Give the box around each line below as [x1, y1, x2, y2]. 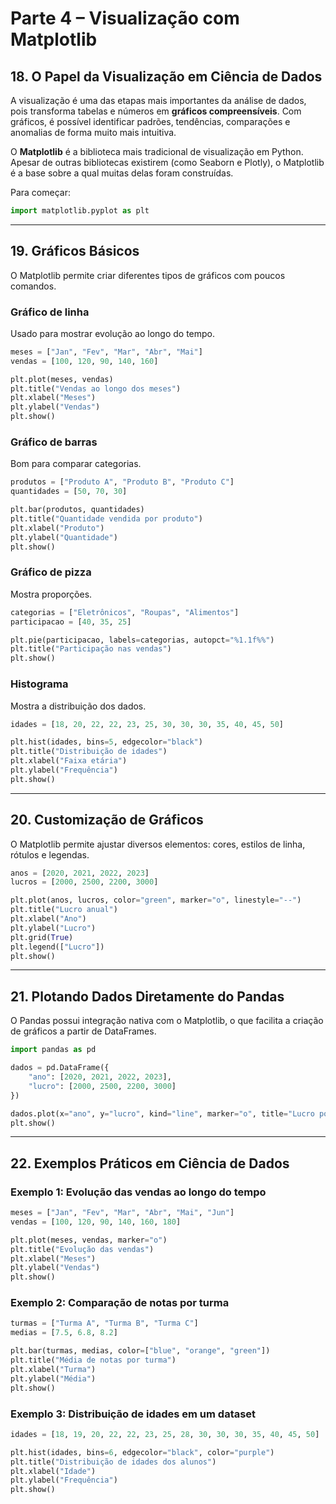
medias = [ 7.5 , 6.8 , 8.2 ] [10, 1328, 118, 1338]
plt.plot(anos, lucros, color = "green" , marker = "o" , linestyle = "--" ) [10, 895, 302, 906]
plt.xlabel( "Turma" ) [10, 1364, 97, 1374]
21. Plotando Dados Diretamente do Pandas [10, 988, 285, 1005]
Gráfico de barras [10, 435, 98, 449]
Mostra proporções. [10, 588, 93, 600]
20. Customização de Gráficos [10, 812, 204, 829]
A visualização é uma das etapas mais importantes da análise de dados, [10, 95, 307, 106]
